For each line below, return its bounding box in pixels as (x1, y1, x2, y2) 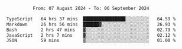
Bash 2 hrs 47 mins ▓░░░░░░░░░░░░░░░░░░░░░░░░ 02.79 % (6, 27, 176, 33)
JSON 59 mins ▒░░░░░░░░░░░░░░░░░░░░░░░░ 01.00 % (6, 38, 176, 44)
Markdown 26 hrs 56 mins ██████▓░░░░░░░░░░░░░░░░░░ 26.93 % (6, 21, 176, 27)
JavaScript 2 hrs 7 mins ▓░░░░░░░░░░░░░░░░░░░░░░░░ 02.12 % (6, 32, 176, 38)
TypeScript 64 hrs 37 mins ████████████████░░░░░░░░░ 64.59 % (6, 16, 176, 22)
